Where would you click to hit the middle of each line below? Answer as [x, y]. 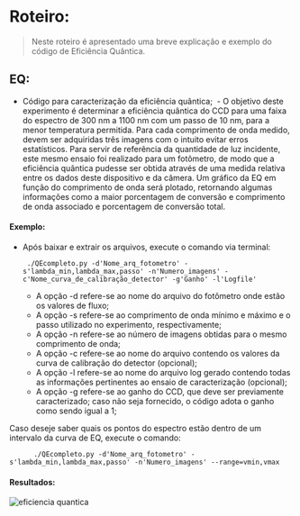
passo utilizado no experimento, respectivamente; [129, 324]
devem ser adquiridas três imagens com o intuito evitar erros [136, 139]
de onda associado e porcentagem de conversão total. [124, 206]
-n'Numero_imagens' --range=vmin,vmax [207, 462]
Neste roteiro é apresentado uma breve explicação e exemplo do [151, 41]
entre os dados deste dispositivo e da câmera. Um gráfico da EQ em [149, 177]
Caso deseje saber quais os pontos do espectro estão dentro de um [136, 428]
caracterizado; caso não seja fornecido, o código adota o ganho [155, 401]
